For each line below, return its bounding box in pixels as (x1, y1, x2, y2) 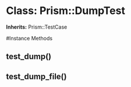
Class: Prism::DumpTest (6, 4, 125, 18)
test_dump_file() (6, 71, 67, 81)
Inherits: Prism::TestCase (6, 23, 68, 30)
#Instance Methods (6, 34, 53, 41)
